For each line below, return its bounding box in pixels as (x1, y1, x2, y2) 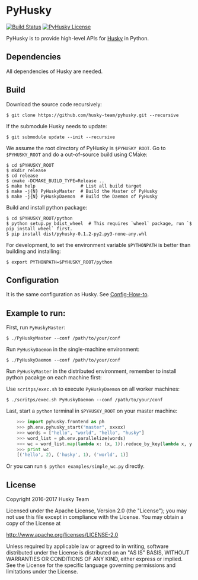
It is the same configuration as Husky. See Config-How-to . (6, 291, 149, 298)
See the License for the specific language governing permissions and (6, 562, 176, 569)
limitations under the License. (6, 568, 78, 575)
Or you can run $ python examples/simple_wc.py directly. (6, 462, 145, 470)
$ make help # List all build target (6, 183, 142, 189)
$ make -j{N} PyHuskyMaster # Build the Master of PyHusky (6, 188, 158, 194)
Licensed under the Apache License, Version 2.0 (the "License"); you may (6, 507, 187, 514)
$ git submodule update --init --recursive (6, 134, 116, 140)
